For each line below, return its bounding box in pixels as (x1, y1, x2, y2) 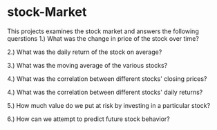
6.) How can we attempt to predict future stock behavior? (7, 115, 171, 123)
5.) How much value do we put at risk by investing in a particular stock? (7, 101, 211, 109)
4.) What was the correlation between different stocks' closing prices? (7, 74, 207, 83)
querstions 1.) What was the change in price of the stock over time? (7, 34, 199, 42)
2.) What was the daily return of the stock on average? (7, 48, 162, 56)
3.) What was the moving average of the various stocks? (7, 61, 168, 69)
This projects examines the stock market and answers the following (7, 27, 199, 35)
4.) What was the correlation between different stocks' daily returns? (7, 88, 203, 96)
